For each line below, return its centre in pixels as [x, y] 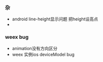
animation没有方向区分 [35, 48]
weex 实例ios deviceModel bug [43, 54]
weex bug [17, 37]
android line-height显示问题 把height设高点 [55, 19]
